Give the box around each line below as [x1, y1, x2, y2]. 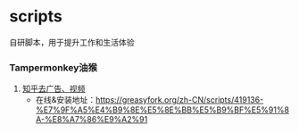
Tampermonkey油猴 [9, 61, 98, 73]
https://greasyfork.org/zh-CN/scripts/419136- [95, 95, 264, 105]
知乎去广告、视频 [21, 83, 86, 95]
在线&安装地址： [35, 95, 96, 105]
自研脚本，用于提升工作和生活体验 [9, 37, 135, 47]
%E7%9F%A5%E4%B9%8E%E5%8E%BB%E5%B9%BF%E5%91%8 [35, 104, 290, 115]
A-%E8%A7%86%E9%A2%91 [35, 114, 148, 125]
